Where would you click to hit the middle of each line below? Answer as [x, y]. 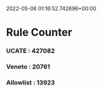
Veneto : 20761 [28, 67]
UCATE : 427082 [31, 51]
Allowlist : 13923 [31, 82]
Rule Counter [39, 32]
